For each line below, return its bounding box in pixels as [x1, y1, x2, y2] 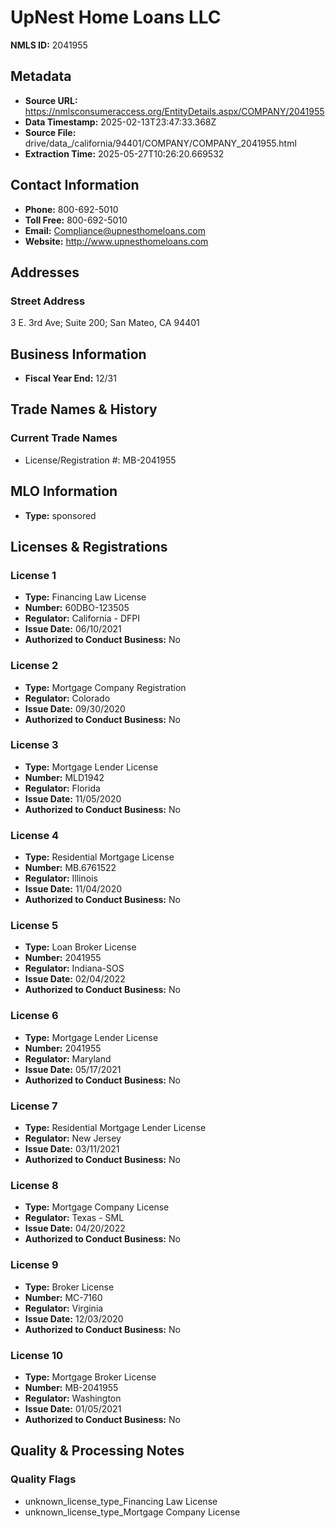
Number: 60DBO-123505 [24, 602, 130, 614]
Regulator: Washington [24, 1392, 122, 1404]
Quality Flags [10, 1472, 77, 1486]
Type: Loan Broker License [24, 941, 137, 953]
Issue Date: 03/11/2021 [24, 1143, 120, 1155]
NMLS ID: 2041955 [10, 39, 88, 51]
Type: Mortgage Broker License [24, 1371, 157, 1383]
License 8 [10, 1178, 59, 1192]
